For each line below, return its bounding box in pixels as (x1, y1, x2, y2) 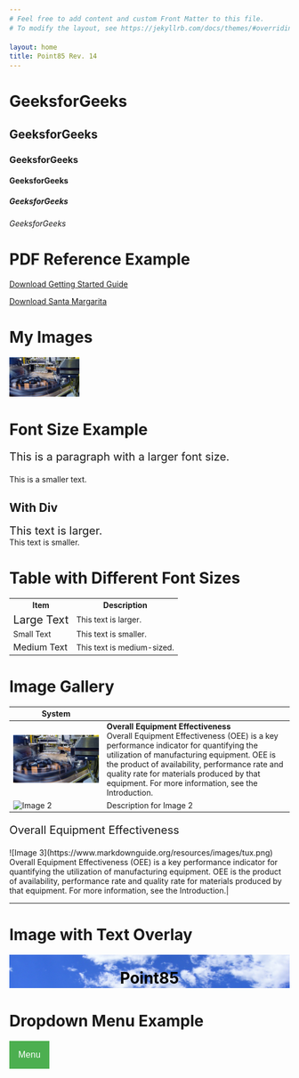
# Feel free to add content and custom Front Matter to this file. (9, 14, 265, 23)
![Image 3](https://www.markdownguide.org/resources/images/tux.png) (9, 847, 273, 858)
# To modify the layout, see (9, 23, 117, 33)
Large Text (12, 612, 69, 627)
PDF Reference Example (9, 249, 190, 270)
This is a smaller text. (9, 474, 87, 485)
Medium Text (12, 641, 69, 653)
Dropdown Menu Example (9, 1011, 205, 1032)
